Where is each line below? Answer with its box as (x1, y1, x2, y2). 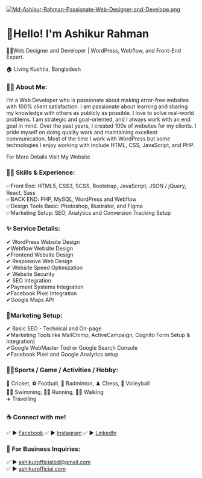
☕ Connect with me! (6, 413, 66, 422)
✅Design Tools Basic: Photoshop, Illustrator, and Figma (6, 202, 144, 209)
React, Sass (6, 189, 36, 196)
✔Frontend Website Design (6, 251, 74, 258)
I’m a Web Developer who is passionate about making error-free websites (6, 97, 189, 104)
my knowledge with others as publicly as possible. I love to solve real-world (6, 110, 194, 117)
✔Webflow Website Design (6, 244, 74, 252)
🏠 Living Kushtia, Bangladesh (6, 65, 81, 73)
